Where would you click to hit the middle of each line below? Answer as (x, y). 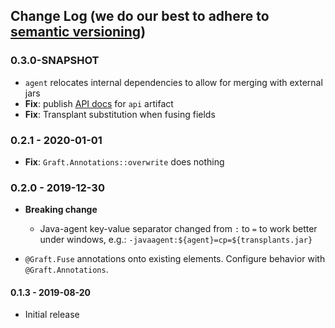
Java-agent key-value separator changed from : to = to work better (178, 229)
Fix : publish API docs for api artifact (99, 103)
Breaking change (61, 210)
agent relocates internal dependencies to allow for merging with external (173, 82)
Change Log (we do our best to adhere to (140, 16)
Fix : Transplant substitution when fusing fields (120, 114)
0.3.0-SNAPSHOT (55, 61)
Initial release (52, 315)
